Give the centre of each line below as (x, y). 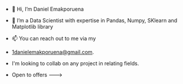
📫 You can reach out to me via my (54, 38)
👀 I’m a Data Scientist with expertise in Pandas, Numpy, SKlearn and (94, 20)
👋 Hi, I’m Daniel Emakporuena (48, 9)
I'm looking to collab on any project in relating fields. (75, 63)
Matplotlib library (32, 27)
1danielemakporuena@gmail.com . (53, 52)
